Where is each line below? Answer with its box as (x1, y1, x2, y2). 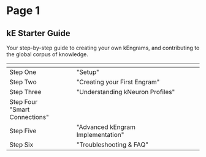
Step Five (9, 126, 37, 135)
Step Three (9, 88, 42, 96)
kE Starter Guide (6, 28, 71, 38)
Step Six (9, 141, 34, 148)
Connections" (9, 113, 49, 121)
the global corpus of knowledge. (6, 51, 89, 58)
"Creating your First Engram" (76, 78, 160, 86)
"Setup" (76, 68, 99, 76)
